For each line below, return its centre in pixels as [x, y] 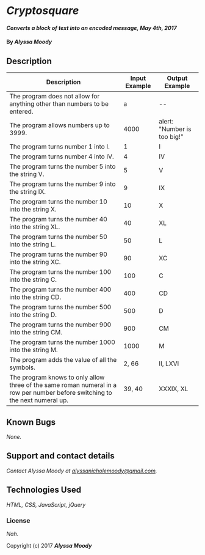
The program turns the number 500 [60, 307]
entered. [21, 112]
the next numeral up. [39, 400]
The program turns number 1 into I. [59, 147]
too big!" [171, 137]
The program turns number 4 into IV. [62, 156]
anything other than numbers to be [59, 104]
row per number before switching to [61, 393]
